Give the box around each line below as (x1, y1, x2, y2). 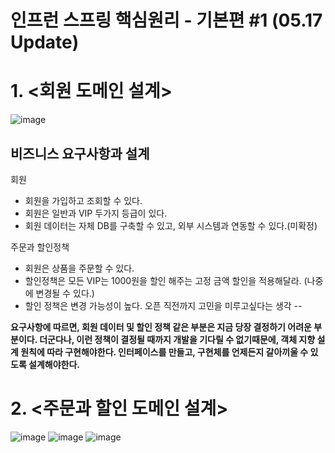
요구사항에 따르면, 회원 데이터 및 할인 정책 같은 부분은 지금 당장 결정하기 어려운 (10, 321, 312, 333)
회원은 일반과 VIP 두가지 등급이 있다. (24, 207, 168, 219)
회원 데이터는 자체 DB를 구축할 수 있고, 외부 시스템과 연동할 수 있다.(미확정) (24, 219, 318, 231)
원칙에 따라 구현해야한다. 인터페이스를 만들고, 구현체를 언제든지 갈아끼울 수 (20, 346, 309, 358)
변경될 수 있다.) (35, 287, 95, 299)
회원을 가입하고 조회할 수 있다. (24, 194, 143, 206)
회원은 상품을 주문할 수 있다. (24, 262, 135, 274)
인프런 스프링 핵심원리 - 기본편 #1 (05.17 (10, 9, 323, 32)
